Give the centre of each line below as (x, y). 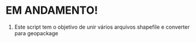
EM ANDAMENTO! (52, 10)
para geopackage (36, 33)
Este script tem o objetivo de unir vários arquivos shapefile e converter (102, 27)
